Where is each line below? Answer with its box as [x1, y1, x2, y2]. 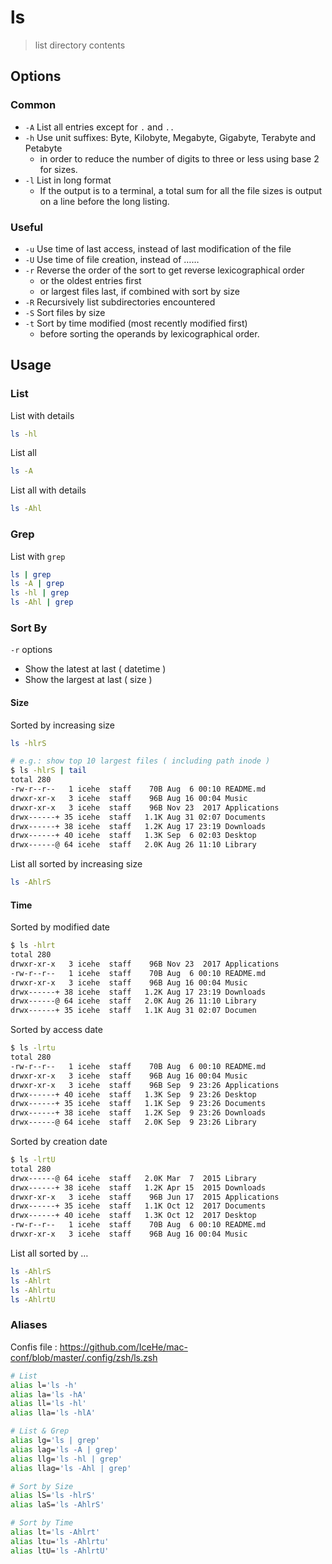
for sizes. [39, 163, 78, 175]
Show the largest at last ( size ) [24, 674, 153, 686]
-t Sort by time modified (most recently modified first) [24, 317, 248, 329]
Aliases [10, 1318, 48, 1332]
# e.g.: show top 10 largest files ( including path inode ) [10, 756, 271, 766]
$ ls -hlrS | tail [10, 766, 87, 776]
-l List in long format [24, 174, 112, 186]
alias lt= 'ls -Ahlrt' [10, 1527, 101, 1538]
